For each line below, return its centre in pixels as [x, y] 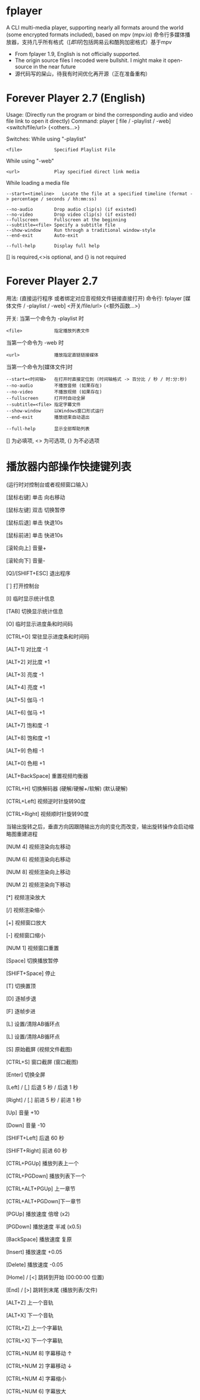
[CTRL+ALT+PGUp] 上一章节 [41, 1188]
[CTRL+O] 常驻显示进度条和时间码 [48, 637]
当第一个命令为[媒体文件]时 [40, 367]
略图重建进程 [22, 834]
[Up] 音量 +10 [23, 1112]
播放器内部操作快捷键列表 [69, 467]
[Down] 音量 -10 [26, 1125]
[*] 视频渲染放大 [26, 897]
